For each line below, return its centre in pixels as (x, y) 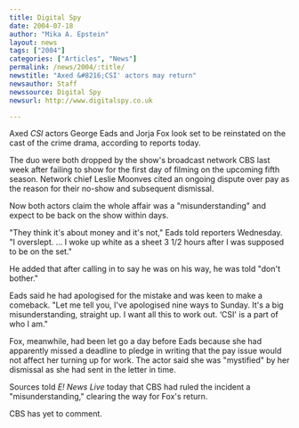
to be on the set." (41, 251)
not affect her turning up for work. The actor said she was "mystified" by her (149, 360)
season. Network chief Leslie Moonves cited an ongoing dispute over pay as (149, 179)
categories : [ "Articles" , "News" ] (73, 59)
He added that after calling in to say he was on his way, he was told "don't (145, 269)
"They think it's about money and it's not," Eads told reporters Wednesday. (146, 233)
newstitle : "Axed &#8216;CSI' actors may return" (103, 76)
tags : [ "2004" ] (37, 51)
